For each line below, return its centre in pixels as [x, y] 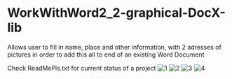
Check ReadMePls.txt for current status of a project [82, 68]
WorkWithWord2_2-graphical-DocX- [116, 13]
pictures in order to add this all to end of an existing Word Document [106, 55]
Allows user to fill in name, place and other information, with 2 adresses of [115, 47]
